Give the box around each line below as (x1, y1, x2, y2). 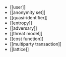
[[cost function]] (9, 36, 44, 42)
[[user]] (9, 4, 26, 10)
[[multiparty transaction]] (9, 41, 62, 47)
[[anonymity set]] (9, 9, 46, 15)
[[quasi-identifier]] (9, 15, 48, 20)
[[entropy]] (9, 20, 32, 26)
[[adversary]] (9, 25, 37, 31)
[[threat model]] (9, 31, 43, 36)
